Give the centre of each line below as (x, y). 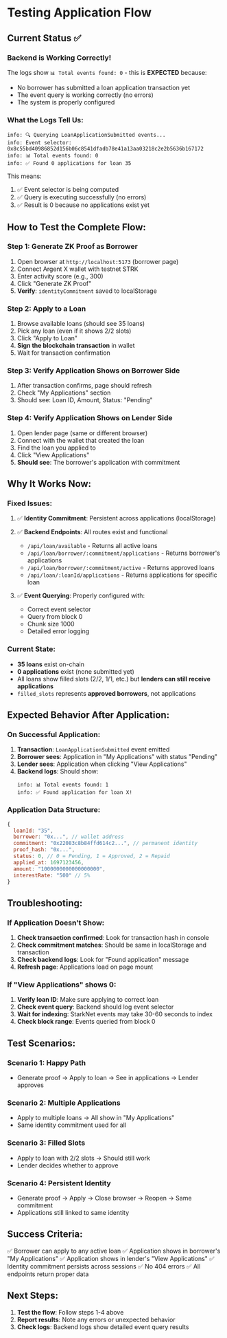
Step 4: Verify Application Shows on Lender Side (90, 418)
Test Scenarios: (41, 1043)
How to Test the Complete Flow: (76, 227)
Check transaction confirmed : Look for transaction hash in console (113, 938)
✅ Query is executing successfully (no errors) (82, 197)
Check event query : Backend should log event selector (95, 1007)
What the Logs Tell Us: (45, 120)
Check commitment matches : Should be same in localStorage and (112, 945)
